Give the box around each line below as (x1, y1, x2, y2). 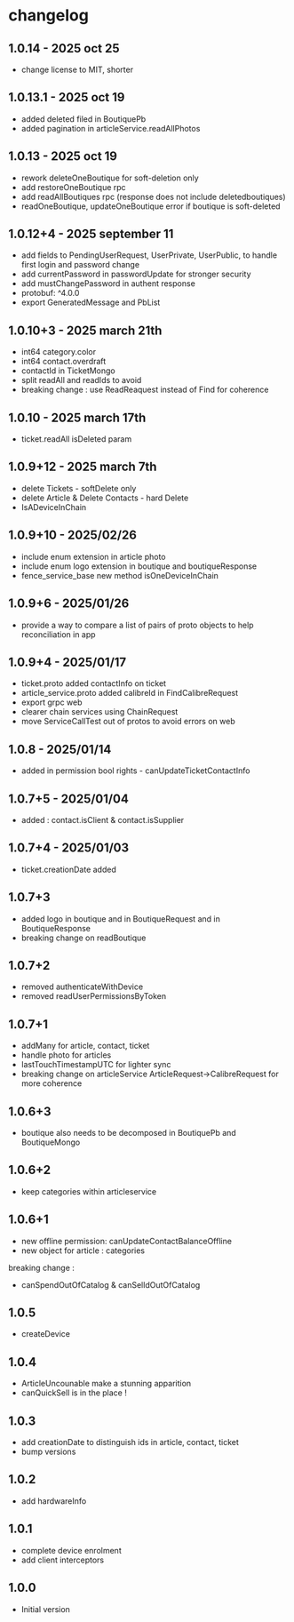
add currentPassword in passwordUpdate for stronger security (20, 268, 251, 280)
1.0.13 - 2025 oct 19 (8, 148, 117, 164)
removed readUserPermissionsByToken (20, 991, 166, 1002)
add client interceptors (20, 1554, 105, 1565)
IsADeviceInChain (20, 501, 87, 512)
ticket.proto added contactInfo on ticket (20, 678, 166, 689)
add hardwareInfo (20, 1495, 87, 1506)
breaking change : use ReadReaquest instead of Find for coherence (20, 384, 269, 396)
